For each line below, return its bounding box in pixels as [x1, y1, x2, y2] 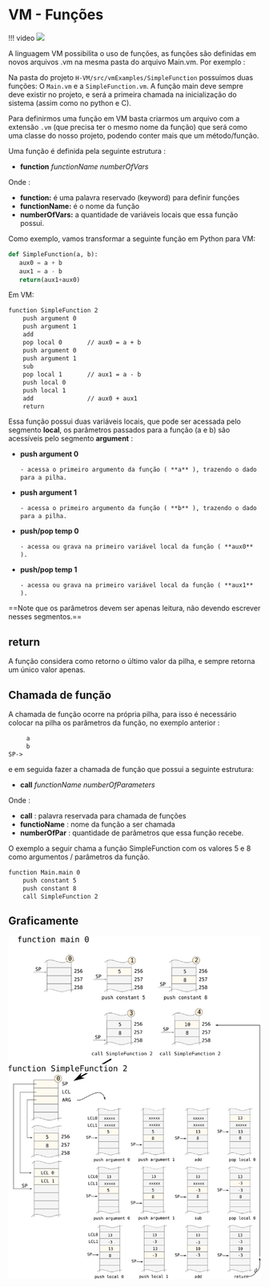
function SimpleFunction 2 [8, 307, 98, 315]
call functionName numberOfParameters [19, 780, 155, 790]
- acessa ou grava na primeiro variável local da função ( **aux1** [19, 581, 254, 589]
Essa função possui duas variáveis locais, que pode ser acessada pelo [8, 416, 242, 426]
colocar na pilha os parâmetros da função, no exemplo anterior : [8, 718, 220, 728]
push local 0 [22, 379, 66, 387]
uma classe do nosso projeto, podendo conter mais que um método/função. [8, 131, 259, 140]
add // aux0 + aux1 [22, 395, 138, 403]
